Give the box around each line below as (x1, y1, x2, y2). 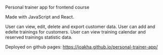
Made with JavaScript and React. (5, 14, 74, 19)
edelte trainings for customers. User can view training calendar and (5, 29, 146, 34)
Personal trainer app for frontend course (5, 4, 90, 10)
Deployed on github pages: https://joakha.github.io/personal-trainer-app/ (5, 44, 158, 49)
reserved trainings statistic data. (5, 34, 72, 40)
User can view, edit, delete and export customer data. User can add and (5, 23, 155, 29)
